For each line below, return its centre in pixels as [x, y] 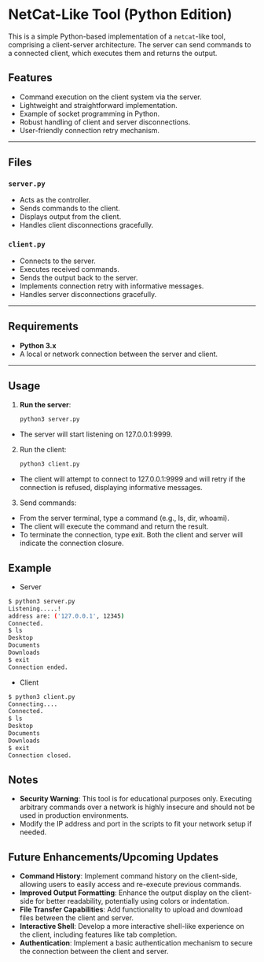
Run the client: [43, 450]
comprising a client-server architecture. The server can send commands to [130, 44]
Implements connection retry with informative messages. [112, 286]
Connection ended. [38, 667]
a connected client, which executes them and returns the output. [113, 53]
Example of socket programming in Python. [89, 113]
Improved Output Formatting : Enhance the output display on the [124, 893]
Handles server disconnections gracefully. [88, 294]
